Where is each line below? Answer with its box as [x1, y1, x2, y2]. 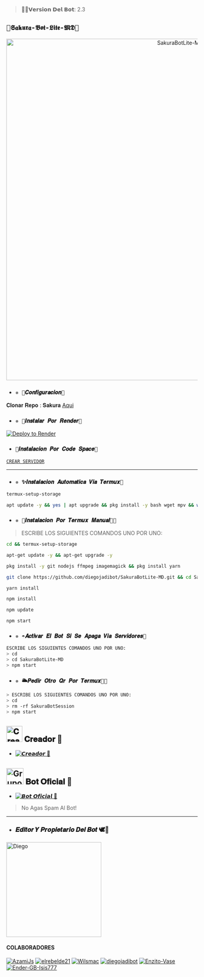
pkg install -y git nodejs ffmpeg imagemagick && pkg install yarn [6, 563, 181, 569]
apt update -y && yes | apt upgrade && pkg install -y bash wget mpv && [6, 502, 194, 508]
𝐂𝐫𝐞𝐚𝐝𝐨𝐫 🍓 [24, 734, 63, 744]
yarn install [6, 585, 39, 591]
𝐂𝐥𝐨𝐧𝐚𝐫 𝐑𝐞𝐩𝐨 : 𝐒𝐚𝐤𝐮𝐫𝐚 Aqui [6, 401, 74, 409]
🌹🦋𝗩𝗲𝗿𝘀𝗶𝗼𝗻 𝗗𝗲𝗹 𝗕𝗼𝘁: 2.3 [21, 6, 86, 13]
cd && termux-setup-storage [6, 541, 78, 548]
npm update [6, 607, 34, 613]
